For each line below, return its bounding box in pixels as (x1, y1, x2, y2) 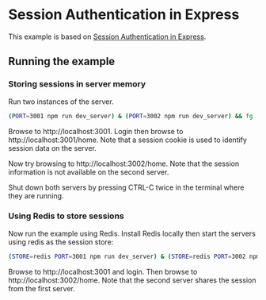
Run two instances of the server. (8, 97, 114, 106)
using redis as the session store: (8, 237, 114, 247)
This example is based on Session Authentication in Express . (8, 32, 207, 41)
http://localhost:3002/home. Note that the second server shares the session (8, 275, 256, 285)
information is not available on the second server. (8, 167, 169, 176)
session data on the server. (8, 143, 97, 152)
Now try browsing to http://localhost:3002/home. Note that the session (8, 159, 240, 168)
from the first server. (8, 283, 75, 293)
